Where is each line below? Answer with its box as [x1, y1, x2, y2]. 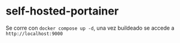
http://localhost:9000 [5, 30, 63, 37]
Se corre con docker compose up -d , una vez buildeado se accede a [5, 24, 175, 31]
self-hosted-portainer [5, 4, 119, 18]
